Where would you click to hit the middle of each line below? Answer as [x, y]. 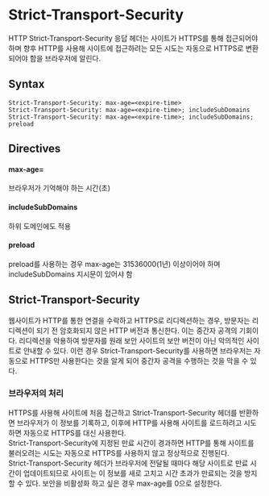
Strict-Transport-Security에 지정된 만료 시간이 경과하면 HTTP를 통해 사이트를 [131, 443]
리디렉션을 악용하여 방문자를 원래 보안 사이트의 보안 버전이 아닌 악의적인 [132, 340]
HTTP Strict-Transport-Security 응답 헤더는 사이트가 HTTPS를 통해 [116, 38]
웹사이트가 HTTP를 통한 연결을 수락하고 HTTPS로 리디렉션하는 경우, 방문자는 [129, 320]
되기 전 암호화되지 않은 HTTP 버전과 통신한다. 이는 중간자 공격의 [137, 330]
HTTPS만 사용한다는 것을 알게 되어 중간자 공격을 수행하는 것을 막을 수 [139, 361]
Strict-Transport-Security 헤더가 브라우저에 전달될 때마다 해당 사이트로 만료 [128, 463]
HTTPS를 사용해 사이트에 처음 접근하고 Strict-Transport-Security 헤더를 [123, 412]
